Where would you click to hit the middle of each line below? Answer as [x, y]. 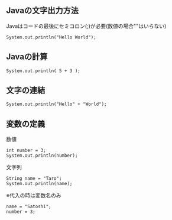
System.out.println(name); [39, 184]
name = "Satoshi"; [29, 207]
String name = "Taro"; [34, 179]
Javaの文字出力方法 [42, 11]
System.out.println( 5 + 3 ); [43, 71]
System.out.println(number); [42, 156]
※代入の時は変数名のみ [34, 195]
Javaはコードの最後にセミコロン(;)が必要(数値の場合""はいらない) [86, 26]
